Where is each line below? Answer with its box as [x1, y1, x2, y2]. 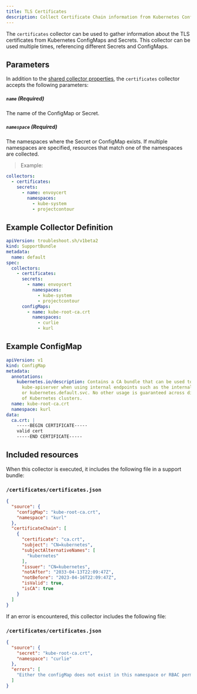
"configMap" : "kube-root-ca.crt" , [16, 509, 101, 515]
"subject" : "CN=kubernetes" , [21, 542, 93, 548]
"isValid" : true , [21, 580, 64, 586]
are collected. [6, 150, 39, 157]
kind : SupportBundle [6, 243, 57, 250]
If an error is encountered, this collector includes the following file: [6, 612, 167, 620]
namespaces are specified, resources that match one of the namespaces [6, 145, 183, 152]
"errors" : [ [11, 666, 41, 673]
